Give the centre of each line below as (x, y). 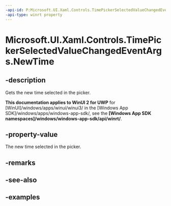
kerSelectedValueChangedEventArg (83, 51)
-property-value (32, 135)
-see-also (21, 180)
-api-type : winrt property (34, 15)
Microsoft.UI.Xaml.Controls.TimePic (83, 40)
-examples (23, 197)
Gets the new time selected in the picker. (48, 93)
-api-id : (15, 10)
